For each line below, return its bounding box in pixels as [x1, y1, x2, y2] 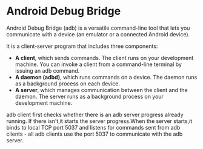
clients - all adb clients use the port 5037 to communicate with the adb [6, 130, 183, 137]
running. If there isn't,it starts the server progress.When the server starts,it [6, 117, 193, 125]
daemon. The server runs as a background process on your [15, 93, 164, 100]
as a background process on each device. [15, 80, 120, 87]
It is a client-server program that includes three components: [6, 42, 158, 50]
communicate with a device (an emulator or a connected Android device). [6, 30, 190, 38]
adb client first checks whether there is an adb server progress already [6, 111, 184, 118]
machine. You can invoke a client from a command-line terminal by [15, 61, 182, 68]
